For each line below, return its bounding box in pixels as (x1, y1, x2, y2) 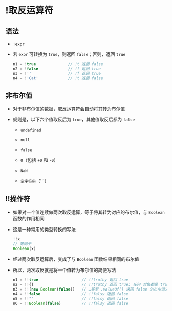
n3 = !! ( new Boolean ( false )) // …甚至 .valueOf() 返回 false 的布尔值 (12, 286, 165, 292)
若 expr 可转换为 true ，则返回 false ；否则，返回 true (12, 51, 126, 57)
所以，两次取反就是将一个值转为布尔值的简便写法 (12, 267, 116, 273)
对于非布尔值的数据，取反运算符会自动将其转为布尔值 (12, 106, 125, 112)
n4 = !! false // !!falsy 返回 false (12, 292, 129, 297)
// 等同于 (12, 241, 32, 246)
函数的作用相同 (12, 216, 45, 222)
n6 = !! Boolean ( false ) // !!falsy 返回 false (12, 301, 129, 306)
